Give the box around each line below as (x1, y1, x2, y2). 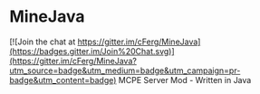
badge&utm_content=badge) (9, 74, 117, 85)
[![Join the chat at (9, 36, 76, 47)
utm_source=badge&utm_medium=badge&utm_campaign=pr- (9, 65, 241, 76)
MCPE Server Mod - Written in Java (118, 74, 252, 85)
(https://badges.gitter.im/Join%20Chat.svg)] (9, 45, 175, 56)
